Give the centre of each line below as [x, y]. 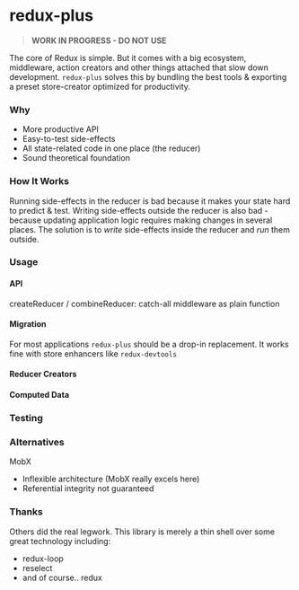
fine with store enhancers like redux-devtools [93, 353]
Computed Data [40, 395]
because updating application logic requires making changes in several [141, 220]
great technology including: [60, 541]
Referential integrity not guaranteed [88, 489]
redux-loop [43, 559]
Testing [26, 418]
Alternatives [37, 442]
